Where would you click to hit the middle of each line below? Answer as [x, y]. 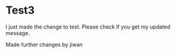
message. [18, 33]
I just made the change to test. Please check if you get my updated [88, 27]
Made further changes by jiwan [44, 45]
